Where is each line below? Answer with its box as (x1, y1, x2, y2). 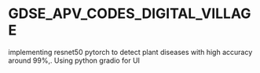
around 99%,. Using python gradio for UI (8, 56, 140, 65)
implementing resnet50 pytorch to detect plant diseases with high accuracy (8, 47, 253, 57)
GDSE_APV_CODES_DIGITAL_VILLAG (8, 5, 251, 23)
